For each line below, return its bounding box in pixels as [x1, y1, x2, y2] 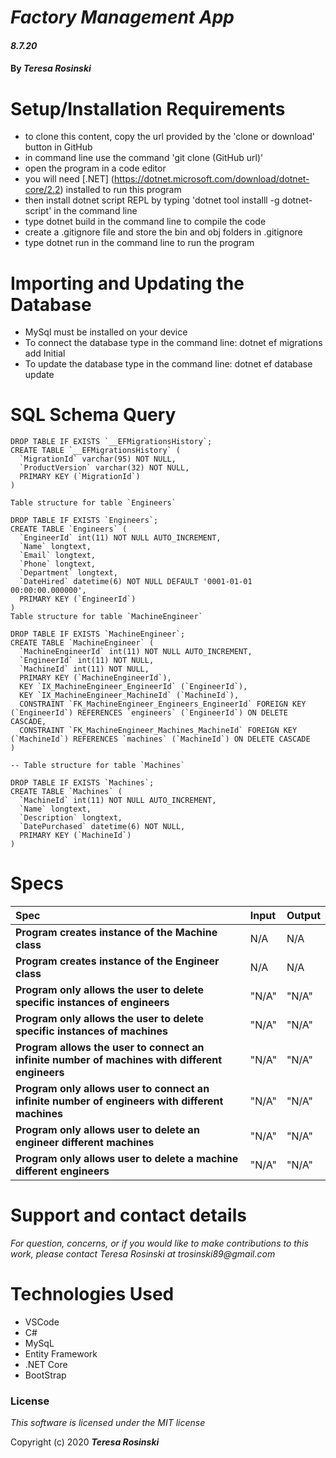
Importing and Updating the [10, 272, 245, 295]
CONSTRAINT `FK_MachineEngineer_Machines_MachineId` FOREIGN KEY [19, 726, 298, 736]
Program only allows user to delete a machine [15, 1152, 239, 1166]
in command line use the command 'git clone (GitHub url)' [24, 152, 264, 164]
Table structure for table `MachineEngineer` [10, 612, 203, 622]
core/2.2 [24, 184, 61, 196]
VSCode [24, 1316, 60, 1328]
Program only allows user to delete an [15, 1123, 200, 1137]
